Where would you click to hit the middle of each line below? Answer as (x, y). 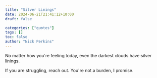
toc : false (16, 37)
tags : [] (14, 33)
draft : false (19, 19)
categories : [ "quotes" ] (30, 28)
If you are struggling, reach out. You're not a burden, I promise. (69, 70)
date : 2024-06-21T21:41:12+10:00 (40, 14)
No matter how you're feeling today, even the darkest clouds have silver (78, 55)
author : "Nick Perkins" (30, 42)
